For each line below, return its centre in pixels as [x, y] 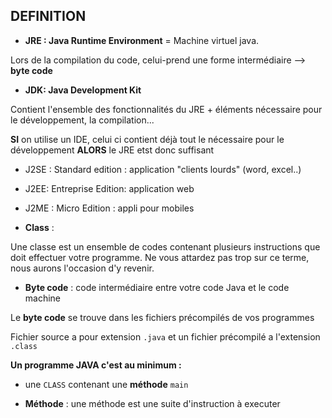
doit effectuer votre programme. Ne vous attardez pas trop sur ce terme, [160, 257]
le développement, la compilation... [82, 120]
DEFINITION [48, 16]
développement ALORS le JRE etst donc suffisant [112, 150]
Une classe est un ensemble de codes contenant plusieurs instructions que [165, 246]
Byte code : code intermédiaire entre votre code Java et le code [157, 287]
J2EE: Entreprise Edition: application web [109, 188]
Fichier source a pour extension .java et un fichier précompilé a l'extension [165, 336]
